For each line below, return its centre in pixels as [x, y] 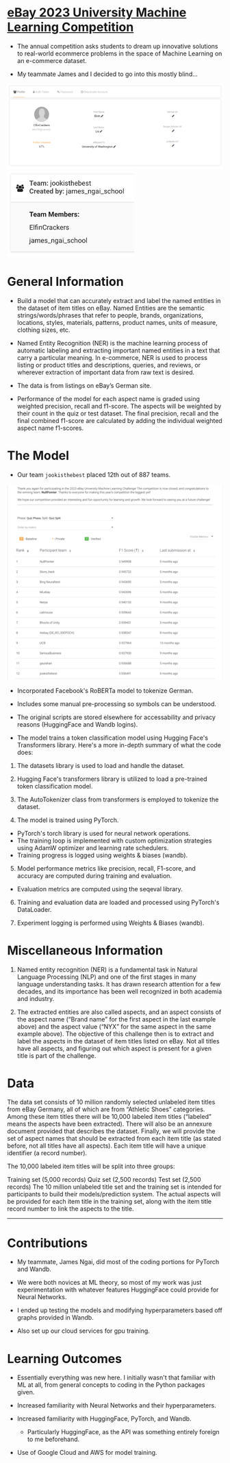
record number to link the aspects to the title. [71, 1209]
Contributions [47, 1243]
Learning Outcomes [64, 1358]
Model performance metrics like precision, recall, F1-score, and [106, 868]
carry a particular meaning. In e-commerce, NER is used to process [112, 357]
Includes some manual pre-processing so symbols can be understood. [117, 703]
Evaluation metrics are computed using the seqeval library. [100, 888]
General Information [66, 282]
